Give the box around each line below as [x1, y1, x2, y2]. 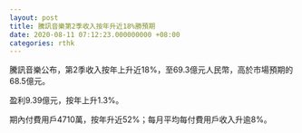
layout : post [9, 13, 59, 23]
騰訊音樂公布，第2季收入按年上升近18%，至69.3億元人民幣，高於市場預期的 [9, 64, 293, 75]
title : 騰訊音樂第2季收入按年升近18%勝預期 [9, 22, 156, 31]
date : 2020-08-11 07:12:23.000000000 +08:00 [9, 30, 180, 39]
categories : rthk [9, 38, 75, 48]
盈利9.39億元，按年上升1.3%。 [9, 95, 124, 106]
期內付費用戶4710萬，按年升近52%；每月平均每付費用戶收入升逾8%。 [9, 114, 272, 125]
